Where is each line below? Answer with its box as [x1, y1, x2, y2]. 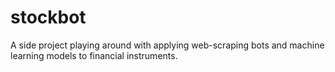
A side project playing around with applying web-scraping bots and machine [10, 39, 325, 51]
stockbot [10, 6, 87, 29]
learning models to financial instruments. [10, 49, 178, 61]
